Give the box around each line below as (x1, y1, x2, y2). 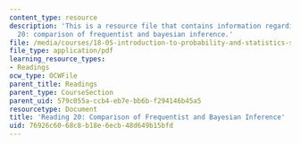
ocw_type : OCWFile (9, 72, 78, 80)
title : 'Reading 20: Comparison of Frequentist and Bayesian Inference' (9, 113, 286, 122)
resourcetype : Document (9, 105, 98, 114)
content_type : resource (9, 13, 98, 22)
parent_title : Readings (9, 80, 98, 89)
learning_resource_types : (9, 55, 105, 64)
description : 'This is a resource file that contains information (9, 21, 262, 30)
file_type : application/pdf (9, 47, 114, 55)
